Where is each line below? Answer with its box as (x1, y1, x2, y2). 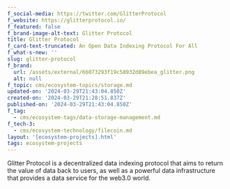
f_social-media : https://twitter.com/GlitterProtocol (7, 10, 167, 17)
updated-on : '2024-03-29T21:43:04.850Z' (7, 88, 127, 95)
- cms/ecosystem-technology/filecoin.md (13, 127, 132, 134)
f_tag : (7, 107, 26, 114)
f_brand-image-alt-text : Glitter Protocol (7, 29, 132, 37)
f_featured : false (7, 23, 61, 30)
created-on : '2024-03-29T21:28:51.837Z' (7, 95, 127, 102)
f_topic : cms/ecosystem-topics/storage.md (7, 82, 132, 89)
